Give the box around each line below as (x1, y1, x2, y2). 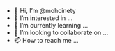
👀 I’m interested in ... (13, 14, 73, 22)
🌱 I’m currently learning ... (13, 21, 89, 29)
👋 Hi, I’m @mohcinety (13, 7, 77, 14)
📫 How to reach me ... (13, 37, 79, 44)
